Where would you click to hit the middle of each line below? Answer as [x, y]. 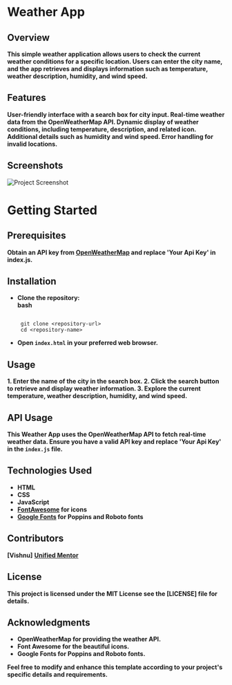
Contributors [36, 539]
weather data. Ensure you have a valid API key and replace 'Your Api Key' [114, 442]
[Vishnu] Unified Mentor [43, 555]
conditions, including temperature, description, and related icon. [102, 129]
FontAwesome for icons [52, 509]
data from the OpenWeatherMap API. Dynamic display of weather [103, 122]
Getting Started [52, 210]
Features [27, 98]
